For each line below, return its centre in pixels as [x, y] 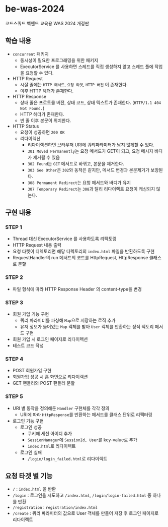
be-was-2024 [35, 9]
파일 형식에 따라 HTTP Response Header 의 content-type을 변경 [77, 289]
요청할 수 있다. [39, 73]
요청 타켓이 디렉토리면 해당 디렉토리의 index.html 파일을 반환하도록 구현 [83, 251]
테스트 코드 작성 [28, 345]
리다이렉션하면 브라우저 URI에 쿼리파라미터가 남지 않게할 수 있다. [91, 145]
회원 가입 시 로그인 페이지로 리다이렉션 [50, 339]
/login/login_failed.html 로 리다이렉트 [67, 458]
